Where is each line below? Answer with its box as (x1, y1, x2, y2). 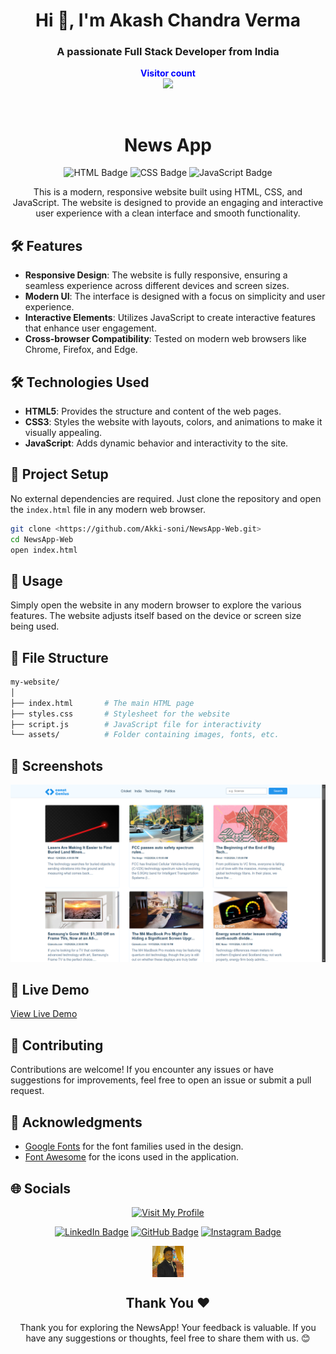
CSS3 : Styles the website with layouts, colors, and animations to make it (24, 416, 323, 428)
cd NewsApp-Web (10, 534, 74, 544)
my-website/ (10, 677, 60, 688)
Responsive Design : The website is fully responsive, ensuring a (24, 269, 288, 281)
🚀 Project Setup (10, 466, 109, 483)
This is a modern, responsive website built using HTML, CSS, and (33, 186, 303, 198)
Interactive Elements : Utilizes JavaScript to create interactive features (24, 312, 316, 324)
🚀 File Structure (10, 649, 109, 666)
